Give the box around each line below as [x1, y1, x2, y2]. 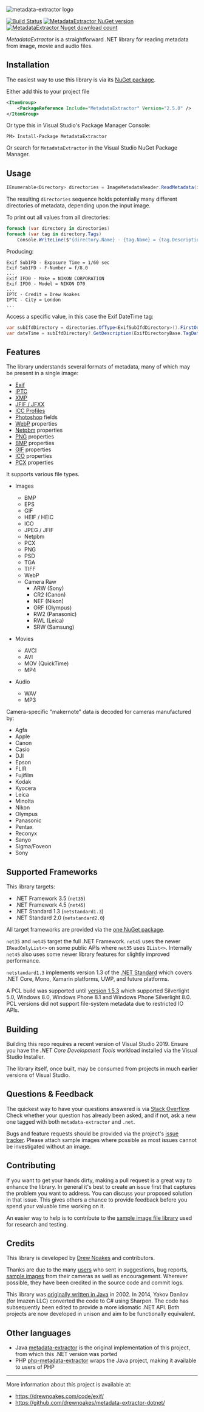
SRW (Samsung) [33, 623, 75, 631]
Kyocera [15, 784, 36, 792]
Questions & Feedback [6, 1089, 93, 1099]
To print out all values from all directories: [6, 213, 110, 221]
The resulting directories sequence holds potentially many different [6, 195, 178, 203]
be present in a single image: [6, 370, 79, 377]
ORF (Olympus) [33, 604, 72, 611]
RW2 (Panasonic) [33, 611, 77, 618]
